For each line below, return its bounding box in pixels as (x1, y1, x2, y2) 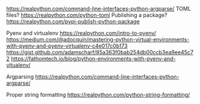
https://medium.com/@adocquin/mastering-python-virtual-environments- (6, 36, 190, 43)
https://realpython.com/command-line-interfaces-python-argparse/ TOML (6, 5, 192, 12)
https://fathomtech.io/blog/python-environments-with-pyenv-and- (11, 55, 176, 62)
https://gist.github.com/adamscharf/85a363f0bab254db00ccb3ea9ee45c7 (6, 49, 194, 56)
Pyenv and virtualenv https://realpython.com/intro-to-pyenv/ (6, 29, 157, 37)
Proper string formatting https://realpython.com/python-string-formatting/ (6, 91, 190, 98)
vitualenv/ (6, 61, 31, 69)
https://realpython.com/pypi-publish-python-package (6, 18, 140, 25)
